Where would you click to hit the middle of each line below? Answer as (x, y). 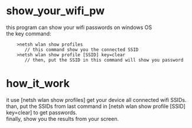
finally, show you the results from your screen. (63, 119)
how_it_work (38, 84)
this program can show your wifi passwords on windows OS (79, 27)
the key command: (29, 33)
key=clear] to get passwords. (42, 112)
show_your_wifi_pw (56, 11)
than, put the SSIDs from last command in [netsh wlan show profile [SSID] (96, 106)
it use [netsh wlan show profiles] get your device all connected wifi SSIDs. (96, 100)
